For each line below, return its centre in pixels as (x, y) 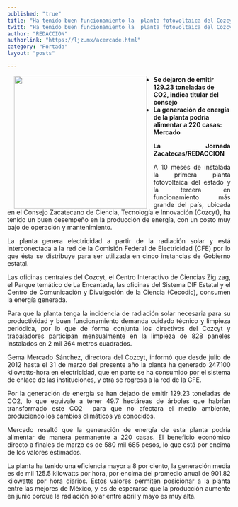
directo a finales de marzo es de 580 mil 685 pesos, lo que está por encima (119, 444)
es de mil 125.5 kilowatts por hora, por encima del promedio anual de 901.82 (119, 473)
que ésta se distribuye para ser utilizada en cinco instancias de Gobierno (119, 256)
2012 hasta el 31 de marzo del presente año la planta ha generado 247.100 (119, 364)
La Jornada (192, 146)
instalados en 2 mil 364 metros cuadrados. (70, 343)
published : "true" (34, 14)
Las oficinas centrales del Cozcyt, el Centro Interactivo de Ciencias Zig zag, (119, 277)
